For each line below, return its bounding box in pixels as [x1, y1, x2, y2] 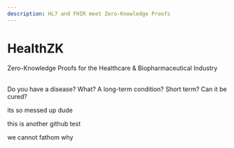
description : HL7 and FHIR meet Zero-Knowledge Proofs [7, 10, 171, 18]
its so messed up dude [7, 106, 74, 114]
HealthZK [7, 40, 64, 56]
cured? [7, 92, 28, 100]
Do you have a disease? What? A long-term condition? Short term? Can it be [7, 85, 228, 93]
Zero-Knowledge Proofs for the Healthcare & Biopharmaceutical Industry [7, 64, 218, 72]
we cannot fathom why [7, 133, 74, 141]
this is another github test [7, 119, 81, 128]
